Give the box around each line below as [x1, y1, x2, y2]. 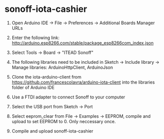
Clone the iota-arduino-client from [11, 74, 82, 80]
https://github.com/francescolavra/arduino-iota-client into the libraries [11, 79, 155, 85]
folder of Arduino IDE [11, 84, 55, 90]
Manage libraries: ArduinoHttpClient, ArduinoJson [11, 64, 113, 70]
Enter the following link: [11, 35, 60, 41]
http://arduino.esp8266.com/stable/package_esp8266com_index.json [11, 40, 154, 46]
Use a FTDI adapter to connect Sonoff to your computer [11, 94, 126, 100]
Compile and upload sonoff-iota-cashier [11, 128, 94, 134]
